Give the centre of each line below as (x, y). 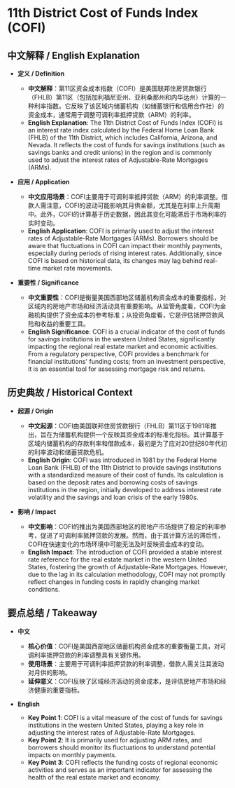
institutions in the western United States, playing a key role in (116, 725)
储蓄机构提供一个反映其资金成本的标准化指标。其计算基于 (141, 434)
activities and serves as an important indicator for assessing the (120, 770)
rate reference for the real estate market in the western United (117, 559)
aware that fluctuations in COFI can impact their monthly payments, (125, 246)
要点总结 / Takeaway (52, 613)
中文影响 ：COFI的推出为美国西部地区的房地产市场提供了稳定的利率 (124, 527)
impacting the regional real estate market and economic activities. (123, 346)
